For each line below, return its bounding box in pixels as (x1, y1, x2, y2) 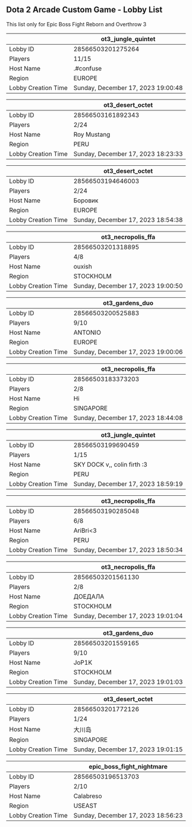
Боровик (73, 196, 99, 205)
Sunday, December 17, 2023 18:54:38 (73, 215, 183, 224)
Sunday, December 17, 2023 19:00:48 (73, 84, 183, 92)
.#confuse (73, 64, 102, 72)
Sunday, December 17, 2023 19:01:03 (73, 677, 183, 686)
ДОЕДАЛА (73, 592, 105, 600)
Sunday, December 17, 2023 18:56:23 (73, 811, 183, 819)
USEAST (73, 801, 97, 810)
